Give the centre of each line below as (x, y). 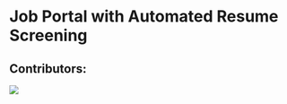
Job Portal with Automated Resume (144, 17)
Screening (48, 35)
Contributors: (48, 69)
